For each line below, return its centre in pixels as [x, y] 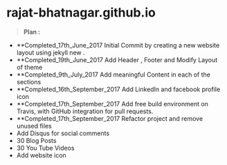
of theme [29, 67]
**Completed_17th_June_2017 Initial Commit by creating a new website [118, 45]
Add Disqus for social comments [63, 133]
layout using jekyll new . [51, 52]
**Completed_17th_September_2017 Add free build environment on [112, 104]
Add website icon [41, 155]
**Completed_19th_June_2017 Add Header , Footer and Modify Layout [117, 59]
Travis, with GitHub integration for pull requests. [85, 111]
